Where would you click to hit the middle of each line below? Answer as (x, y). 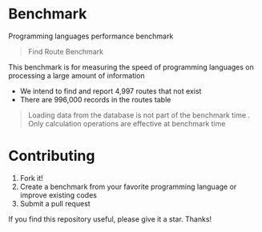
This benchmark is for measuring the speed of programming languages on (131, 67)
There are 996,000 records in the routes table (95, 99)
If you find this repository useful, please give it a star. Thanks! (110, 219)
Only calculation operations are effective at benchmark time (127, 123)
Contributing (52, 156)
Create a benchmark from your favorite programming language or (128, 186)
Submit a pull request (55, 203)
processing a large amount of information (77, 75)
